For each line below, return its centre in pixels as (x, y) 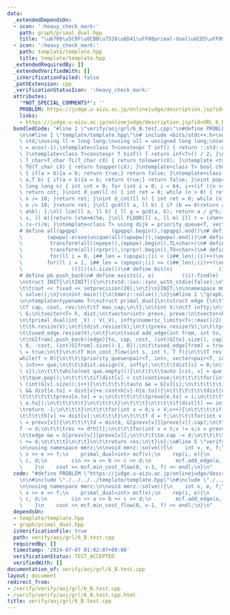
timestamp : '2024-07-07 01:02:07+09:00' (72, 550)
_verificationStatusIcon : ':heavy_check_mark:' (82, 90)
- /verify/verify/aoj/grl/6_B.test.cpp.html (72, 595)
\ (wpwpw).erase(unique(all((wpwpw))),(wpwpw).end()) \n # (113, 237)
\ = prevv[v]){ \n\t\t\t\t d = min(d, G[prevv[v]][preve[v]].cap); (115, 422)
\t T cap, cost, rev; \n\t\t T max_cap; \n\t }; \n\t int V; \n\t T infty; (116, 307)
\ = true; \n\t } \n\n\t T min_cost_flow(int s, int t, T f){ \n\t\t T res (121, 352)
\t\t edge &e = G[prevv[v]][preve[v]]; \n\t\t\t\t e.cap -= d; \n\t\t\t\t (122, 435)
